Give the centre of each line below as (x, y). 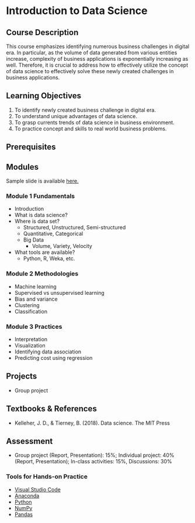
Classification (31, 311)
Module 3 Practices (34, 326)
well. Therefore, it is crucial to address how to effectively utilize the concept (97, 65)
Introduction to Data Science (77, 11)
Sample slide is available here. (42, 181)
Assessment (29, 441)
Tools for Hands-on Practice (47, 477)
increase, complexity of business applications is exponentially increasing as (97, 59)
